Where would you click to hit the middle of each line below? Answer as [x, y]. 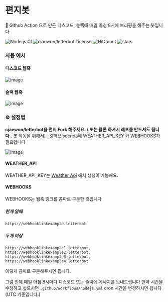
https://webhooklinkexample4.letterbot [47, 261]
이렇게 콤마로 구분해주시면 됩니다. [38, 271]
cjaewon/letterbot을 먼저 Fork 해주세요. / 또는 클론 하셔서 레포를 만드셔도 [78, 129]
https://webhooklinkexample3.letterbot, [48, 257]
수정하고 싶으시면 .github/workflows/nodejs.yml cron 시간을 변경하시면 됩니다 [83, 288]
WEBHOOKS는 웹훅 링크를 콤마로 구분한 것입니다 [53, 198]
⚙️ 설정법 [15, 118]
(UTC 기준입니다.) [23, 294]
